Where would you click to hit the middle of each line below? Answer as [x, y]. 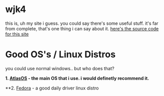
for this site [17, 34]
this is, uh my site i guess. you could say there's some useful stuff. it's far [82, 23]
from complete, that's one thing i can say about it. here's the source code [82, 28]
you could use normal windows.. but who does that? [60, 68]
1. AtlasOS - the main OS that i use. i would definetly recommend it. [77, 78]
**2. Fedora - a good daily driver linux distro [52, 88]
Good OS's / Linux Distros [60, 55]
